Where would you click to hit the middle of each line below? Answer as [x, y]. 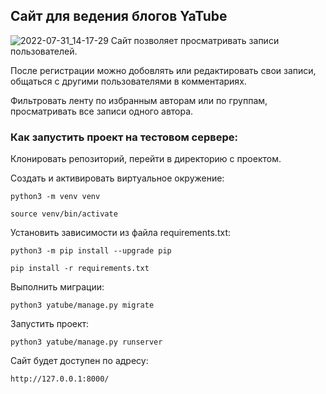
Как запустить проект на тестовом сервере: [124, 137]
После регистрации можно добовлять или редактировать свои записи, [163, 70]
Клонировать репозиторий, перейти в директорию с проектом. [146, 159]
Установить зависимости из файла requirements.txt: [120, 233]
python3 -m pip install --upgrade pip [91, 251]
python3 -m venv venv [55, 197]
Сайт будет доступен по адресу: [79, 361]
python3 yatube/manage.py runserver [86, 342]
